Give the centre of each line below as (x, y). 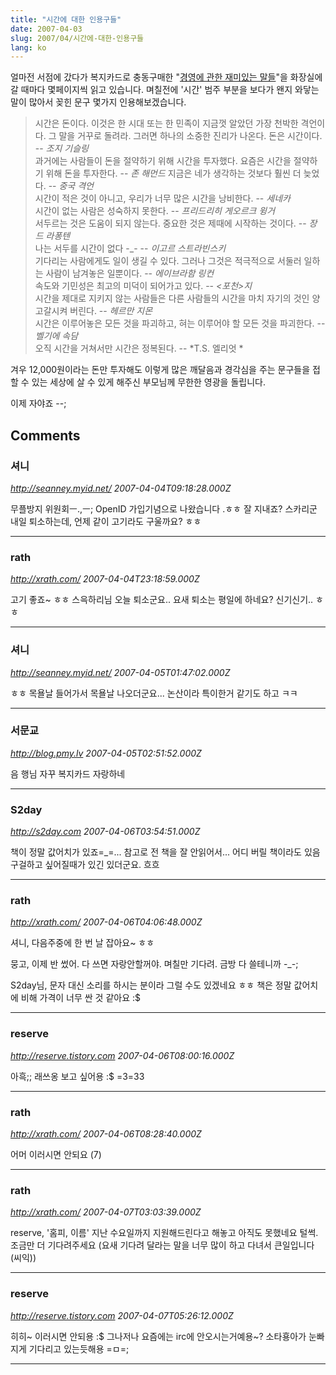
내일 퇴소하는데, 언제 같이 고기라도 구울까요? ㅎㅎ (106, 521)
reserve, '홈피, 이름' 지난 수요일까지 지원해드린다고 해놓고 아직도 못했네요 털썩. (164, 1233)
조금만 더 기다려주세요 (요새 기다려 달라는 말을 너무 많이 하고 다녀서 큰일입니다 (162, 1245)
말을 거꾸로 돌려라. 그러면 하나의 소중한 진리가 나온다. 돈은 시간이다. (190, 136)
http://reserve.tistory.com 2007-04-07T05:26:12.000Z (122, 1315)
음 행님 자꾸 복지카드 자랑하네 (68, 773)
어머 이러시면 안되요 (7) (56, 1155)
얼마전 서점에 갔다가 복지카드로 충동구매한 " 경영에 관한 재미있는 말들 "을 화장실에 (166, 77)
